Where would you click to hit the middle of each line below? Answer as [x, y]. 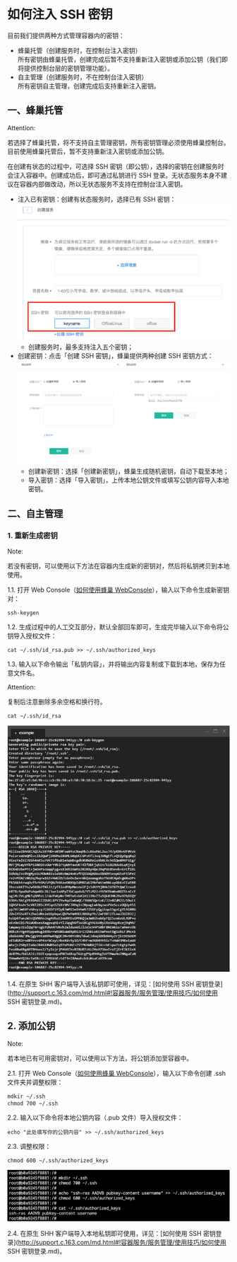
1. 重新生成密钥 [33, 535]
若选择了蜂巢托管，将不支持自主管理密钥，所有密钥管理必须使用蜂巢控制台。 [119, 142]
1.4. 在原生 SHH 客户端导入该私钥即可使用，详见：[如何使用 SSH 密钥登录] [115, 984]
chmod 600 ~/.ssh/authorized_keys [58, 1160]
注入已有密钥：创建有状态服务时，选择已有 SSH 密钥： [97, 199]
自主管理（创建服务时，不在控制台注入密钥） [83, 77]
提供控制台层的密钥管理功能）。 [69, 68]
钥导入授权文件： [32, 636]
